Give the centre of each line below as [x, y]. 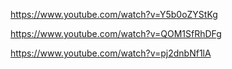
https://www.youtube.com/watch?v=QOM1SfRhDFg [116, 33]
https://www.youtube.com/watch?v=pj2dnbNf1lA [111, 53]
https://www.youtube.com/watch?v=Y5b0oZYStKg [114, 14]
